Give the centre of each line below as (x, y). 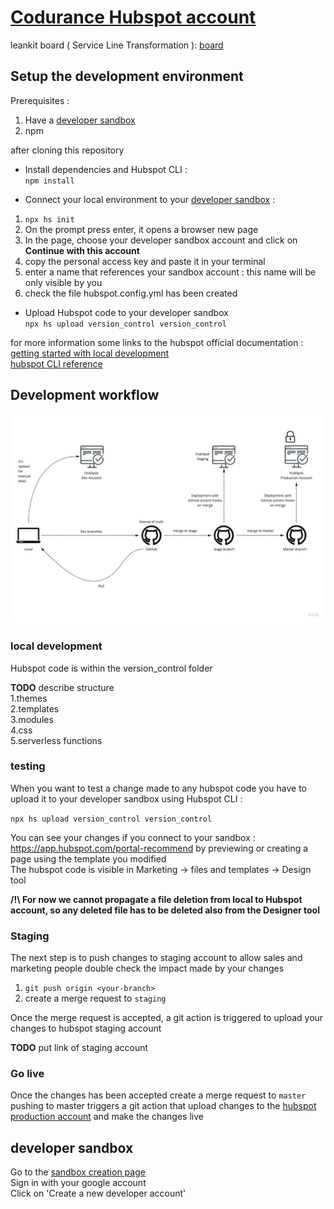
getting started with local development (90, 353)
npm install (49, 181)
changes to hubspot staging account (86, 1028)
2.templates (35, 708)
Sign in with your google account (78, 1183)
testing (28, 766)
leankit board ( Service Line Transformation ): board (117, 45)
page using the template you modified (88, 858)
